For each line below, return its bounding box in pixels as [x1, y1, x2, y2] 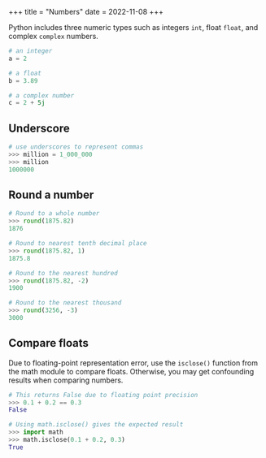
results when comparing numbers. [8, 375, 124, 385]
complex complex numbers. [8, 32, 99, 41]
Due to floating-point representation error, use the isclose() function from [8, 357, 259, 368]
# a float [8, 69, 42, 77]
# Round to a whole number [8, 210, 100, 218]
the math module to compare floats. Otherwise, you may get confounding [8, 366, 255, 376]
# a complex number [8, 91, 75, 100]
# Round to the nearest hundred [8, 269, 118, 277]
